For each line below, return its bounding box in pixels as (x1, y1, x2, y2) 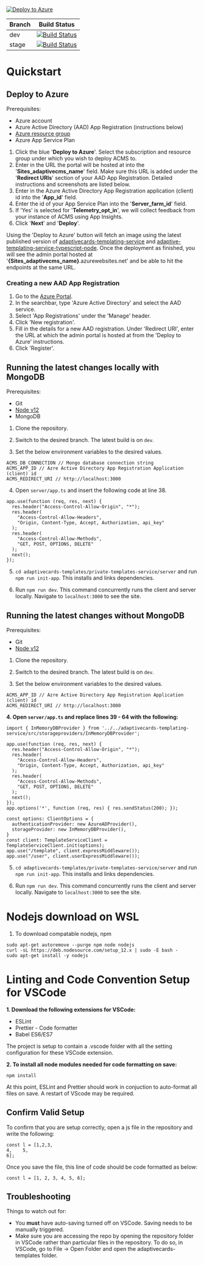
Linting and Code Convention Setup (6, 973, 190, 987)
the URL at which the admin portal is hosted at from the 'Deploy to (15, 332, 181, 339)
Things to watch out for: (6, 1208, 67, 1215)
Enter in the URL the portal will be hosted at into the (15, 162, 145, 168)
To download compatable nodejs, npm (15, 930, 111, 937)
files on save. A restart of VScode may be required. (6, 1089, 135, 1097)
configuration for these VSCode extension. (6, 1049, 114, 1056)
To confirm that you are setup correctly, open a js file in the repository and (6, 1124, 193, 1131)
